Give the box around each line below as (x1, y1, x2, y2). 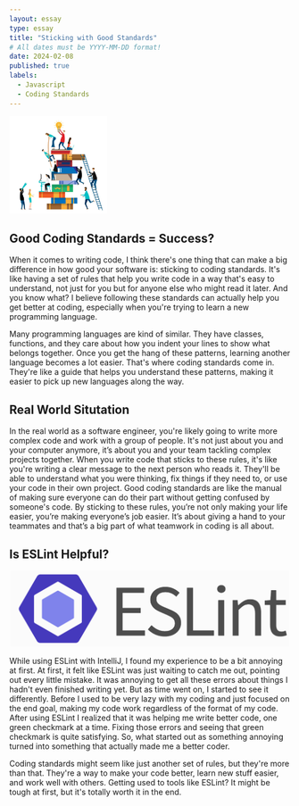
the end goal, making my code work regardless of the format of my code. (9, 703, 278, 714)
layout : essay (9, 14, 62, 23)
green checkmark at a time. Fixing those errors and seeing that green (9, 722, 264, 733)
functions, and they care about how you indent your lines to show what (9, 338, 270, 349)
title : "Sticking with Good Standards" (9, 33, 158, 42)
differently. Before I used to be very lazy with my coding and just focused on (9, 694, 290, 704)
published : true (9, 62, 70, 71)
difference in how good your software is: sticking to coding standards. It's (9, 264, 281, 275)
